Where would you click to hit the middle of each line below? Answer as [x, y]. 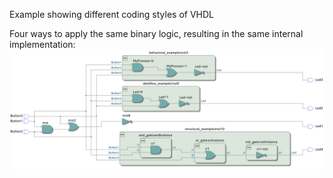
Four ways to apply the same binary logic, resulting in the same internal [156, 33]
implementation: [42, 44]
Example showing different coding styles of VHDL [112, 14]
